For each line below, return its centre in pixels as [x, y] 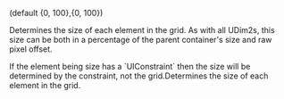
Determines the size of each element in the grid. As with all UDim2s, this [142, 30]
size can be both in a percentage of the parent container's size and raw [141, 40]
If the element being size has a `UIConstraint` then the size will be [130, 66]
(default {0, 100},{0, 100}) [56, 13]
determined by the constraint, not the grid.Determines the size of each [139, 76]
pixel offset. [31, 49]
